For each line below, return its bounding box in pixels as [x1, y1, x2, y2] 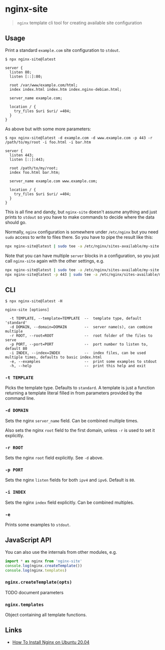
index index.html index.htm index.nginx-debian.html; [9, 87, 122, 92]
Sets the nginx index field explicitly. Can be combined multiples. [5, 499, 135, 505]
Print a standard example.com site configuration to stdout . [5, 47, 120, 53]
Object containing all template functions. [5, 612, 87, 617]
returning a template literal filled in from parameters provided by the [5, 390, 142, 396]
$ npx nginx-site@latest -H [5, 299, 63, 304]
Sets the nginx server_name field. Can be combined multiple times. [5, 418, 138, 423]
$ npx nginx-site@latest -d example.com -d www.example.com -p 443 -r [5, 135, 153, 140]
